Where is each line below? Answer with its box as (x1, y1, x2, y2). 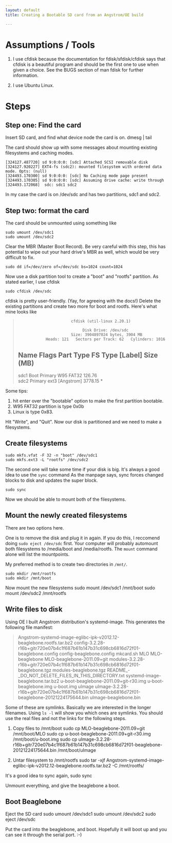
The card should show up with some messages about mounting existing (5, 145, 158, 151)
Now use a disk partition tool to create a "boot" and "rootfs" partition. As (5, 273, 159, 279)
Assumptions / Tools (5, 39, 95, 50)
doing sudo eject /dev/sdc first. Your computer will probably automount (5, 540, 158, 546)
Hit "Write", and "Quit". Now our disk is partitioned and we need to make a (5, 419, 162, 425)
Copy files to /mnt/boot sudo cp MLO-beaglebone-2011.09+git (12, 725, 145, 731)
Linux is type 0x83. (12, 409, 53, 415)
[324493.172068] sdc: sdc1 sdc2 (5, 182, 77, 188)
